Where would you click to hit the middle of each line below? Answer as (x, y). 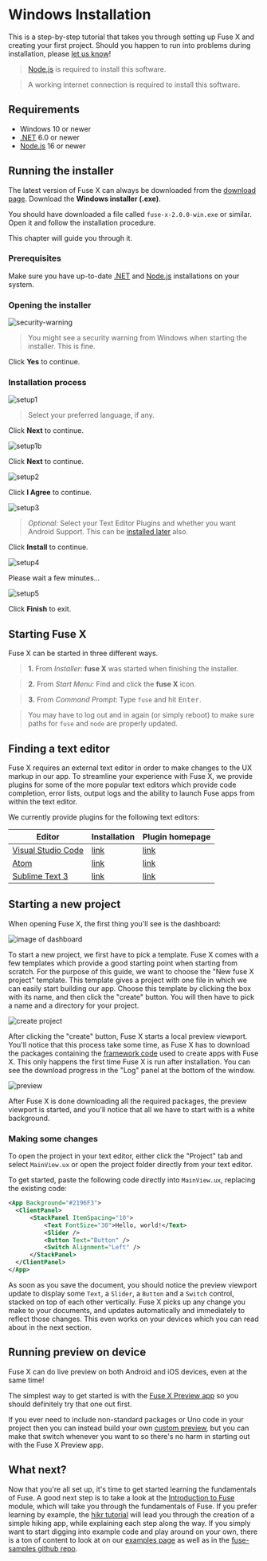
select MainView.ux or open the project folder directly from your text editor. (131, 1165)
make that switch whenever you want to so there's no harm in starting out (129, 1436)
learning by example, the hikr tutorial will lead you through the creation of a (132, 1514)
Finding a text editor (59, 748)
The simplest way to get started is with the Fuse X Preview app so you (124, 1395)
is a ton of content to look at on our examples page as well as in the (119, 1539)
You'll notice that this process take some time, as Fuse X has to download (129, 1044)
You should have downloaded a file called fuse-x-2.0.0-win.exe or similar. (130, 214)
